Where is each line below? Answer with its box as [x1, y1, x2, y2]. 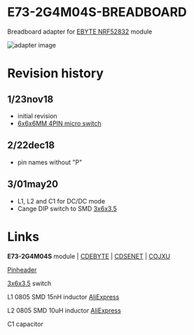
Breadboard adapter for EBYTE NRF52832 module [7, 27, 153, 36]
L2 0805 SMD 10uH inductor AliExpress [7, 306, 121, 315]
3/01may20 [7, 178, 58, 190]
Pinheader [7, 265, 37, 273]
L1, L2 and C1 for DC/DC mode [17, 197, 106, 205]
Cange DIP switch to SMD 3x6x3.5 [17, 204, 118, 213]
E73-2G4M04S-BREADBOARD [7, 4, 187, 20]
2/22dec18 [7, 139, 55, 151]
